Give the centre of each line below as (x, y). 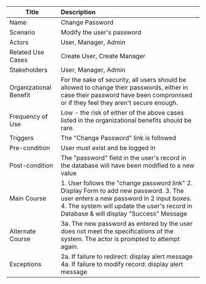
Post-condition (31, 166)
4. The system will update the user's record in (126, 206)
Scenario (22, 32)
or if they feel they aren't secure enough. (119, 103)
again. (69, 246)
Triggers (21, 138)
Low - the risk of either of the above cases (122, 113)
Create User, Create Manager (103, 56)
